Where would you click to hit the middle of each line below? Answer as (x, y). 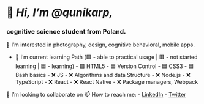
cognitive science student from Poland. (66, 32)
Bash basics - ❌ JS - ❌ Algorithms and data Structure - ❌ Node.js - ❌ (103, 75)
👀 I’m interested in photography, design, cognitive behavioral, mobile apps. (100, 45)
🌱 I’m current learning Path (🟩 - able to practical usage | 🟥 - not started (106, 57)
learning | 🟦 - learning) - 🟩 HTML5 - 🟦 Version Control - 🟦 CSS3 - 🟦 (104, 66)
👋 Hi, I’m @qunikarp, (60, 13)
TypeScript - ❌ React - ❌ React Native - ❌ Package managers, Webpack (107, 82)
